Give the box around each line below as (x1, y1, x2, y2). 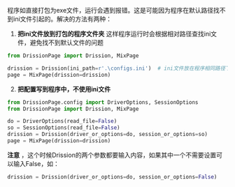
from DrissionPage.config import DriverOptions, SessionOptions (7, 98, 199, 106)
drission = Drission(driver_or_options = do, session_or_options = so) (7, 131, 208, 138)
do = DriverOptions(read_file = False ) (7, 118, 117, 125)
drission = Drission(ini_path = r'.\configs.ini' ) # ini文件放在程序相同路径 (7, 65, 226, 72)
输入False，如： (13, 159, 59, 167)
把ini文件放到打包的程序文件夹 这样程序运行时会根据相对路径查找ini (17, 30, 211, 38)
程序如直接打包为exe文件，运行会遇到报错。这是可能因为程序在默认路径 (7, 6, 214, 14)
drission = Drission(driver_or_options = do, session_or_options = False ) (7, 173, 218, 180)
